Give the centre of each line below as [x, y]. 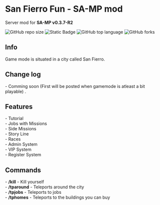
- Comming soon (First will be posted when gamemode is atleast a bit [75, 86]
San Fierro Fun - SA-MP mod [64, 9]
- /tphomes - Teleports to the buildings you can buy [57, 197]
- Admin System [21, 144]
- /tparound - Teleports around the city [45, 187]
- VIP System [18, 149]
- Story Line [17, 134]
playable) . [16, 91]
